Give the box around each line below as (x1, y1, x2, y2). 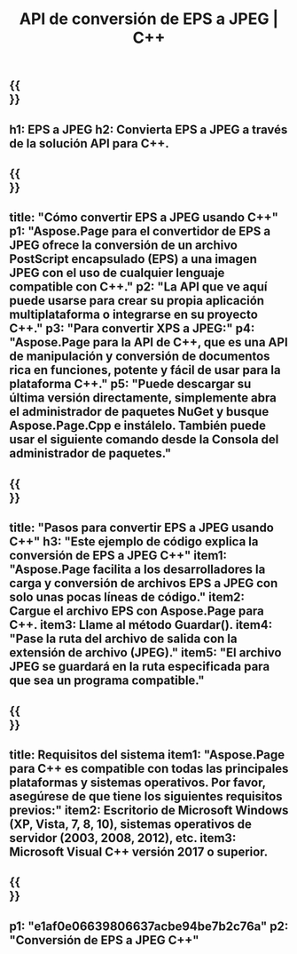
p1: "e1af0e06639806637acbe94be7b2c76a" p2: (9, 918, 289, 934)
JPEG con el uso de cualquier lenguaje (9, 266, 225, 281)
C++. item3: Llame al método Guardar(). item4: (9, 617, 273, 632)
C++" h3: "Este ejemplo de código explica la (9, 534, 259, 550)
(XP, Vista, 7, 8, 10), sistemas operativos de (9, 816, 253, 831)
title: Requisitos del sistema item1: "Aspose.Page (9, 747, 285, 762)
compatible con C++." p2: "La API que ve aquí (9, 280, 268, 295)
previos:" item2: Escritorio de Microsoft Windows (9, 802, 289, 817)
